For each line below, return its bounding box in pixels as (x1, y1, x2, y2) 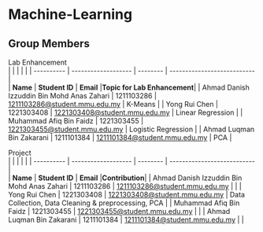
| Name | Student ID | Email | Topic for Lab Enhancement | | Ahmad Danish (8, 83, 250, 92)
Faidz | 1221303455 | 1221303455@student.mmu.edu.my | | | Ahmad (8, 207, 231, 215)
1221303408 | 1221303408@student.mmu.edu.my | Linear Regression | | (8, 108, 243, 117)
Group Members (8, 37, 91, 50)
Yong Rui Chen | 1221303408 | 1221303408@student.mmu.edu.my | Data (8, 190, 246, 199)
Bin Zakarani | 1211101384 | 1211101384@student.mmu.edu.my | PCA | (8, 133, 232, 142)
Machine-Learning (8, 6, 132, 24)
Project (8, 148, 31, 157)
